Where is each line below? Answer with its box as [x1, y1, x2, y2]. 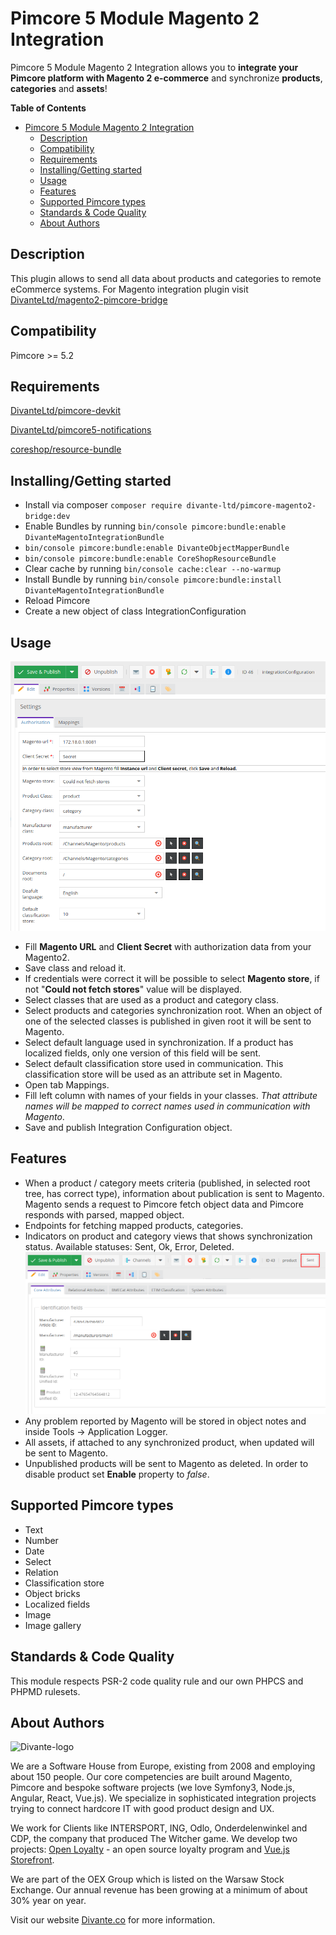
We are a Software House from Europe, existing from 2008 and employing [10, 1760, 316, 1772]
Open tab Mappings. [24, 1078, 110, 1091]
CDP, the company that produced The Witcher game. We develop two [10, 1833, 298, 1845]
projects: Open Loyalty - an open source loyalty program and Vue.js [10, 1843, 290, 1856]
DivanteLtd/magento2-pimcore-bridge [10, 293, 168, 306]
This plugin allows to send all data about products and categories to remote [10, 272, 322, 284]
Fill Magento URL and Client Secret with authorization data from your [24, 940, 312, 952]
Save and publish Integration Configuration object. [24, 1121, 233, 1133]
